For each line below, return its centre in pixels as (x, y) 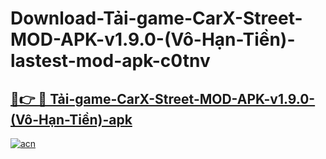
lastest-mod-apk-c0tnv (110, 61)
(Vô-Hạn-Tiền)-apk (71, 119)
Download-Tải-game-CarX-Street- (156, 18)
